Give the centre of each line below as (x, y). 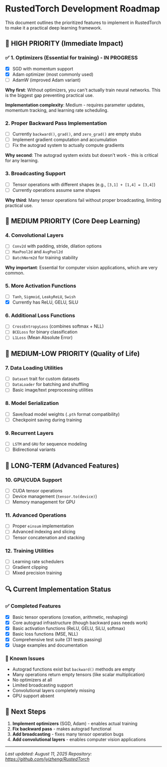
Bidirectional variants (34, 449)
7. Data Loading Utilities (34, 368)
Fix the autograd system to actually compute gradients (68, 145)
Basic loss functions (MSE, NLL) (45, 634)
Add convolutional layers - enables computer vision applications (79, 740)
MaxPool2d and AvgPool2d (38, 252)
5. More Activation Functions (41, 286)
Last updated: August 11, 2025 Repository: (48, 754)
